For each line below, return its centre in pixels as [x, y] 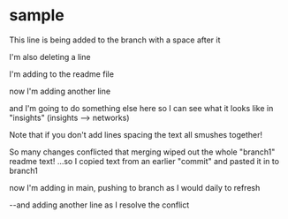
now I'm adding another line [60, 91]
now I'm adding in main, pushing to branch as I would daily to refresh [135, 187]
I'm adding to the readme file [62, 74]
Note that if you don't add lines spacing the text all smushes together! [136, 134]
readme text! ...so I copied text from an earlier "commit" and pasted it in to [144, 161]
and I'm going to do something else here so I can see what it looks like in [141, 108]
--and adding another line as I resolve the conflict [99, 205]
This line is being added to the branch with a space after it [115, 40]
